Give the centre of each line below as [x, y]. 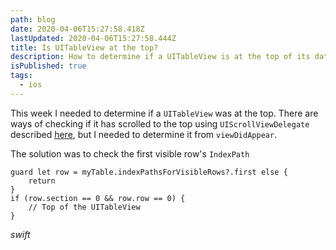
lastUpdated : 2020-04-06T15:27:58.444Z [93, 38]
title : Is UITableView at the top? [84, 47]
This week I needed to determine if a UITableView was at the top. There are [164, 113]
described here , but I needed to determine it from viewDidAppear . [144, 134]
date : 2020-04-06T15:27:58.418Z [77, 29]
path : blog [33, 19]
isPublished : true [48, 66]
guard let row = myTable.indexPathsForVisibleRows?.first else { [149, 172]
